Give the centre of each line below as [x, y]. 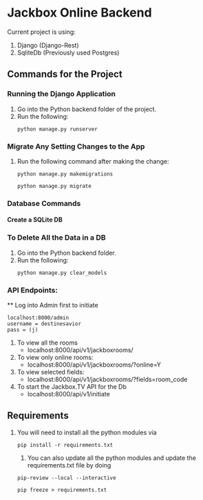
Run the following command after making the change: [93, 161]
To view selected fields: [51, 372]
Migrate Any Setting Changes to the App [76, 146]
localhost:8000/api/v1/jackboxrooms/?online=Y [94, 365]
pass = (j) [23, 330]
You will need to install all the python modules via [87, 432]
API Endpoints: [33, 290]
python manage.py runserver [57, 129]
